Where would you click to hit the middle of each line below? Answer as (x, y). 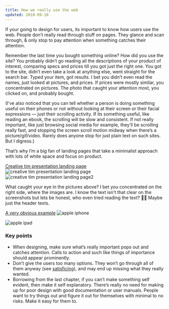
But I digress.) (20, 141)
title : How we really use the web (42, 10)
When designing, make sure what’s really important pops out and (80, 247)
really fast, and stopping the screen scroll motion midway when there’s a (81, 130)
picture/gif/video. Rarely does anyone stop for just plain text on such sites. (83, 135)
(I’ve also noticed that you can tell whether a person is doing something (80, 103)
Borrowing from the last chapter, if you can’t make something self (81, 279)
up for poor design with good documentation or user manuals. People (85, 290)
